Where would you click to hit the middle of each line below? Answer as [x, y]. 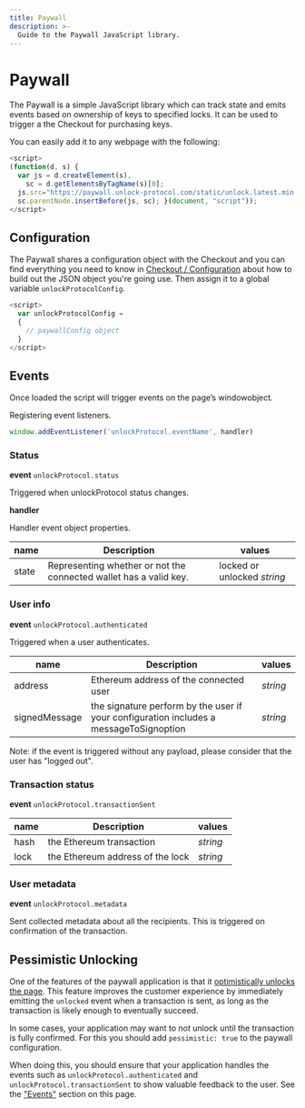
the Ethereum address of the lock [118, 857]
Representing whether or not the [117, 566]
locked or [239, 566]
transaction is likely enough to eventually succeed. [104, 1011]
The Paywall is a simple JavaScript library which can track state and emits [148, 105]
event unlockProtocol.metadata [69, 904]
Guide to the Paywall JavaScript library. [99, 35]
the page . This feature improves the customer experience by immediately [147, 992]
